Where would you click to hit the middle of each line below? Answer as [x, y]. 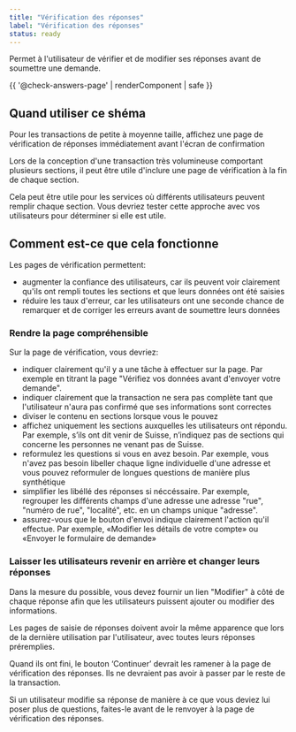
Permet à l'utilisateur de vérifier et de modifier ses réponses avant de [135, 59]
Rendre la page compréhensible [79, 332]
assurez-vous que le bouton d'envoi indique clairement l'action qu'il [145, 520]
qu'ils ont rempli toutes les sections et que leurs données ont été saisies [153, 291]
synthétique [44, 482]
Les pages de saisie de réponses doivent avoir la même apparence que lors [147, 628]
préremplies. [32, 646]
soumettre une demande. [55, 68]
